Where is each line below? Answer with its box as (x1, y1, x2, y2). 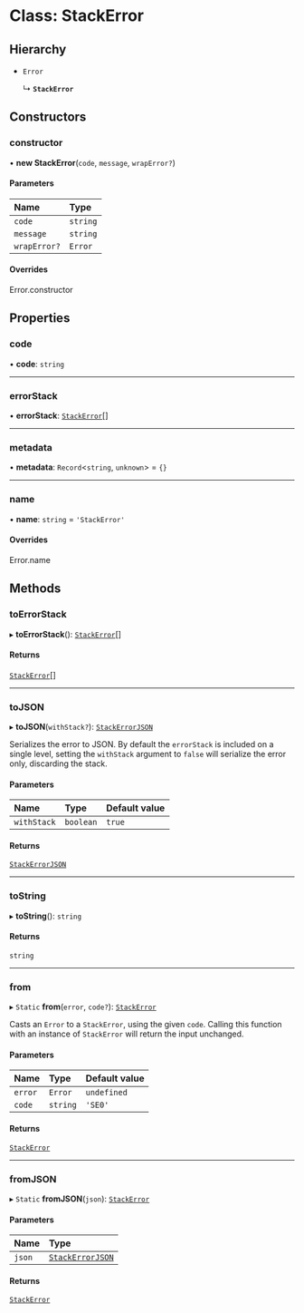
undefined (85, 1087, 128, 1098)
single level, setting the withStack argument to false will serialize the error (9, 749, 287, 760)
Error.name (9, 554, 52, 565)
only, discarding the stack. (9, 758, 109, 769)
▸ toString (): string (9, 910, 82, 921)
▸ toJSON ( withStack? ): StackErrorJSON (9, 722, 154, 733)
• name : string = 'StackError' (9, 513, 125, 524)
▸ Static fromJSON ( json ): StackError (9, 1193, 150, 1204)
